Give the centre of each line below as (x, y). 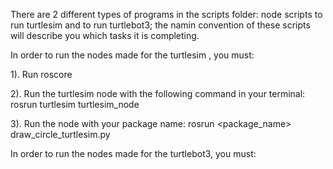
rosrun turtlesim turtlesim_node (75, 104)
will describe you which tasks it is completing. (105, 35)
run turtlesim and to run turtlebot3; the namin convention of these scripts (160, 25)
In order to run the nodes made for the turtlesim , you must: (132, 55)
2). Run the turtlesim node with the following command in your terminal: (158, 93)
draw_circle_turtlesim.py (60, 134)
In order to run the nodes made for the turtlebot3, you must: (133, 153)
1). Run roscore (41, 74)
